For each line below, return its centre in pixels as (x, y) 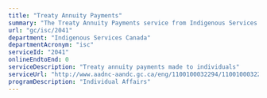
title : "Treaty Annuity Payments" (66, 15)
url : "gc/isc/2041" (41, 30)
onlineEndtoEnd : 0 (39, 60)
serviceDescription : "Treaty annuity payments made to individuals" (124, 67)
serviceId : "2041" (39, 52)
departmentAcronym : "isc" (51, 45)
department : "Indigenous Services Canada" (79, 38)
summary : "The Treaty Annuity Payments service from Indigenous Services (133, 23)
